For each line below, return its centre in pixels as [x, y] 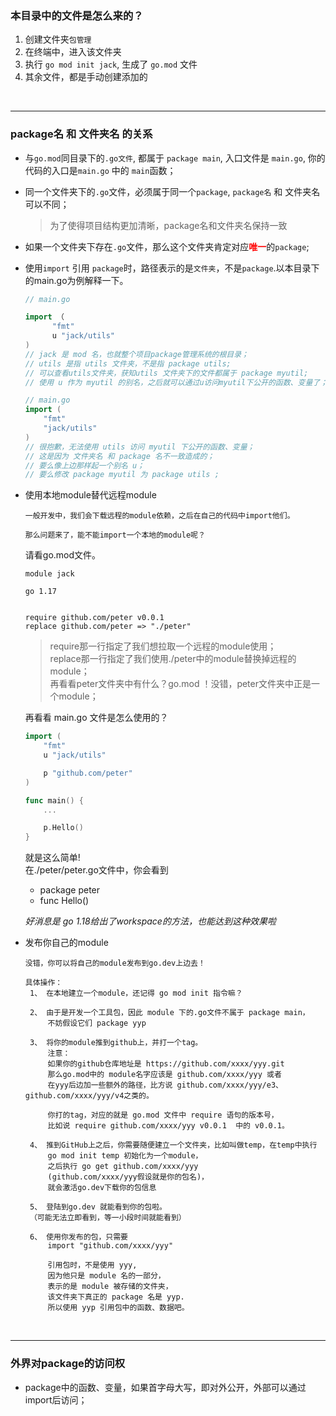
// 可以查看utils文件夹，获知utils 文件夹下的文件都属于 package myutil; [166, 373]
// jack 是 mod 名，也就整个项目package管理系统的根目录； [137, 354]
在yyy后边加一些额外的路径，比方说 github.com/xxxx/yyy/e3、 [165, 1085]
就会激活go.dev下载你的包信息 [102, 1188]
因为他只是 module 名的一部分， [106, 1276]
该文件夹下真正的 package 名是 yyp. [116, 1297]
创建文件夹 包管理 [58, 39]
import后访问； [56, 1399]
